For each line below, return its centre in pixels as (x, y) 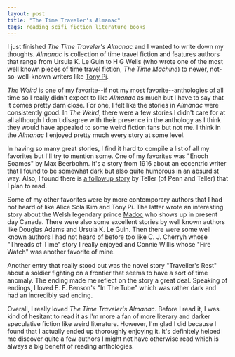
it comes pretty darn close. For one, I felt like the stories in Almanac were (113, 105)
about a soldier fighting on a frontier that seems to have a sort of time (108, 273)
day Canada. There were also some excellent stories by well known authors (116, 222)
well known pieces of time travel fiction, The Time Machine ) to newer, (108, 69)
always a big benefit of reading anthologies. (71, 346)
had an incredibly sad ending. (50, 295)
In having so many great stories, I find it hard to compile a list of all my (108, 149)
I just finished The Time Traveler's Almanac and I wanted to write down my (116, 47)
